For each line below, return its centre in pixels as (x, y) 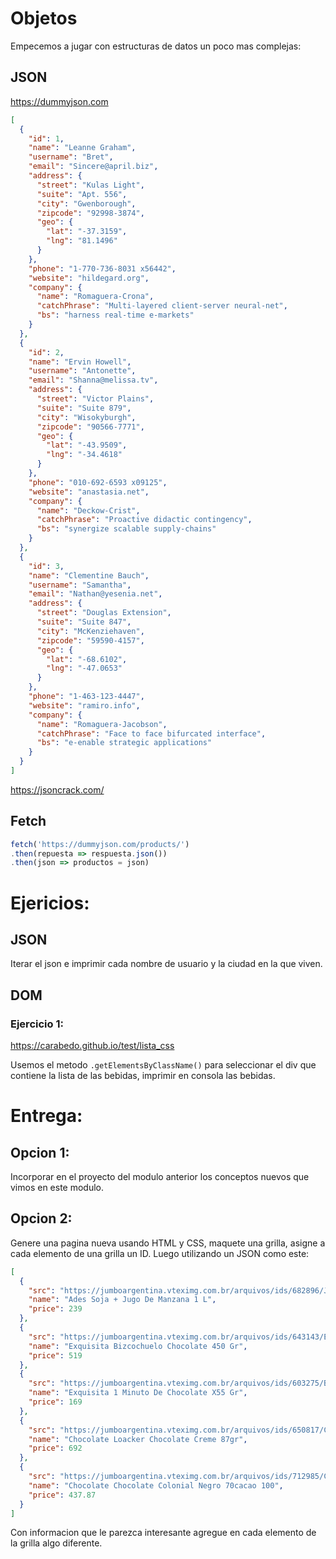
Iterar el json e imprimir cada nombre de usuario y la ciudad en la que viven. (166, 964)
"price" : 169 (55, 1402)
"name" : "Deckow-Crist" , (88, 510)
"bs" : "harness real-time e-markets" (115, 315)
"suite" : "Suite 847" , (84, 622)
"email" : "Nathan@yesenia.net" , (95, 594)
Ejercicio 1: (37, 1024)
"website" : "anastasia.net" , (89, 492)
